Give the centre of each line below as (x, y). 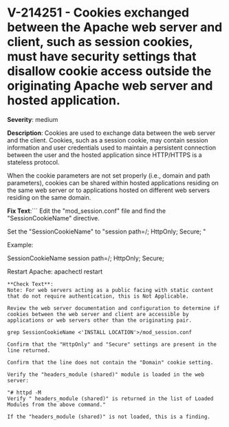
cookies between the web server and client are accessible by (98, 314)
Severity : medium (33, 119)
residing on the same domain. (49, 197)
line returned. (29, 350)
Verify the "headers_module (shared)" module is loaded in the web (106, 374)
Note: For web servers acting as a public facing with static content (110, 290)
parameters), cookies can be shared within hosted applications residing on (113, 183)
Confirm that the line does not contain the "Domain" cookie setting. (110, 362)
